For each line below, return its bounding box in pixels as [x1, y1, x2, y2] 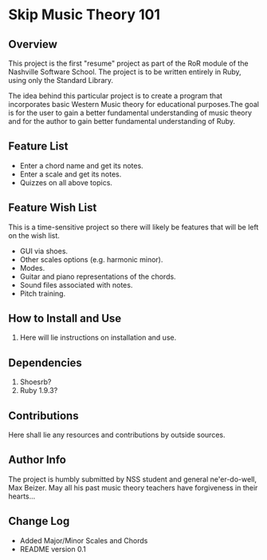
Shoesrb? [19, 377, 52, 387]
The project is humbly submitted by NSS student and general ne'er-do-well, [8, 474, 257, 484]
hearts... [8, 491, 36, 501]
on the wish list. [8, 230, 60, 240]
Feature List [8, 140, 69, 153]
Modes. [19, 263, 45, 272]
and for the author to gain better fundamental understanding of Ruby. [8, 117, 236, 125]
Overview [8, 38, 58, 51]
